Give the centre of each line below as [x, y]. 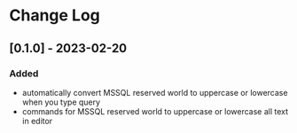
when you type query [61, 102]
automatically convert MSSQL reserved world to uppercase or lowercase [155, 92]
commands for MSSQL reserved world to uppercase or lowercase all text [155, 111]
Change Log [55, 16]
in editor [37, 121]
